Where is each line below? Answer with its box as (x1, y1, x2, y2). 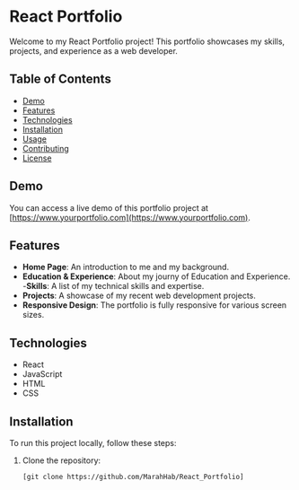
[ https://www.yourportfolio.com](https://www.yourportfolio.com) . (9, 212, 251, 223)
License (22, 153, 52, 163)
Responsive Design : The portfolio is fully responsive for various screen (22, 300, 287, 311)
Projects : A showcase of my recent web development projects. (22, 290, 256, 302)
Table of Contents (9, 72, 112, 87)
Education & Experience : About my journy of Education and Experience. (22, 271, 291, 282)
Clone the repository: (22, 455, 101, 466)
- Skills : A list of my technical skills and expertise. (22, 281, 205, 292)
